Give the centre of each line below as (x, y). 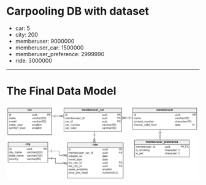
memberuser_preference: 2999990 (60, 54)
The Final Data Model (61, 91)
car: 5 (23, 28)
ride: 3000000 (33, 60)
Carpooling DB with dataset (78, 11)
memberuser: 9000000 (45, 41)
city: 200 (27, 34)
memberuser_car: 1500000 (49, 48)
